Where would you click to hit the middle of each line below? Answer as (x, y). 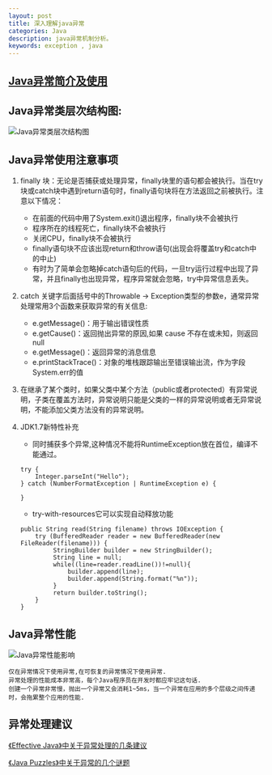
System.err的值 (57, 372)
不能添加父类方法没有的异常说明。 (91, 410)
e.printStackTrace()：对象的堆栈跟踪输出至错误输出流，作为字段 (139, 362)
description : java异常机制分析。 (60, 38)
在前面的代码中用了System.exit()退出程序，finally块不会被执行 (135, 218)
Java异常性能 (42, 634)
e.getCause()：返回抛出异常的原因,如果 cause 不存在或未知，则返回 (145, 333)
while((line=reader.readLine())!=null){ (122, 565)
